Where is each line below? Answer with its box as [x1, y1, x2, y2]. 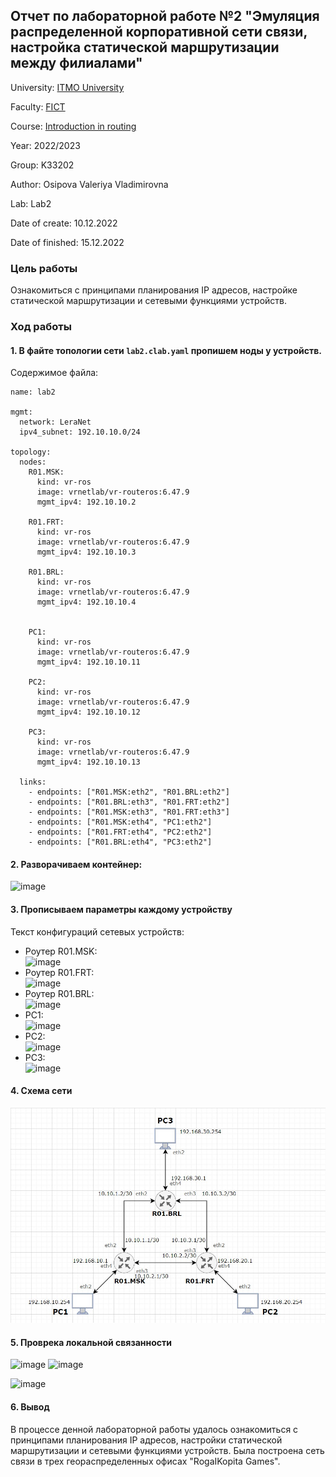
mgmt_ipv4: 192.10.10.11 [36, 657, 141, 668]
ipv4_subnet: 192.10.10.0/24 [19, 427, 141, 438]
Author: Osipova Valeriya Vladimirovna [10, 178, 169, 190]
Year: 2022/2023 [10, 139, 81, 151]
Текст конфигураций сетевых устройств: [10, 925, 185, 938]
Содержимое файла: [10, 367, 99, 379]
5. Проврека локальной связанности [10, 1336, 172, 1348]
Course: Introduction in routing [10, 120, 137, 132]
